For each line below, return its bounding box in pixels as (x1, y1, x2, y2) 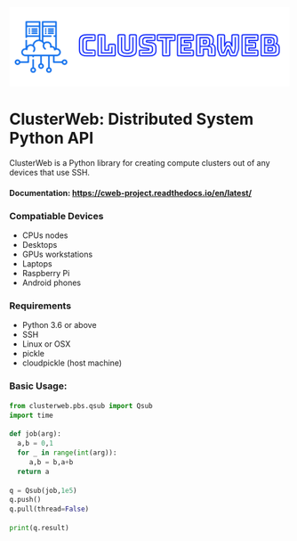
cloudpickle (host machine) (21, 357, 123, 368)
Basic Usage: (9, 380, 68, 392)
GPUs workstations (21, 249, 93, 260)
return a (17, 467, 50, 476)
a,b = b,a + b (28, 457, 74, 466)
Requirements (9, 299, 72, 312)
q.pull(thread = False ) (9, 504, 90, 514)
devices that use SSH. (9, 168, 91, 178)
